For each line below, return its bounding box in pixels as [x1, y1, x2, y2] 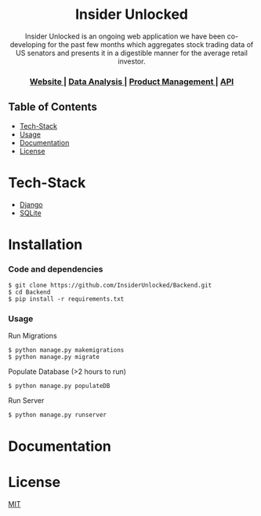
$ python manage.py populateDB [8, 382, 111, 390]
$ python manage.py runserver [8, 411, 107, 419]
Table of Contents [8, 101, 98, 114]
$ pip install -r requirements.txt [8, 295, 125, 303]
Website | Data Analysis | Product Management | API [29, 76, 234, 87]
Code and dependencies [8, 263, 103, 274]
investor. [118, 57, 146, 66]
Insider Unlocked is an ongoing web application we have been [24, 31, 226, 41]
